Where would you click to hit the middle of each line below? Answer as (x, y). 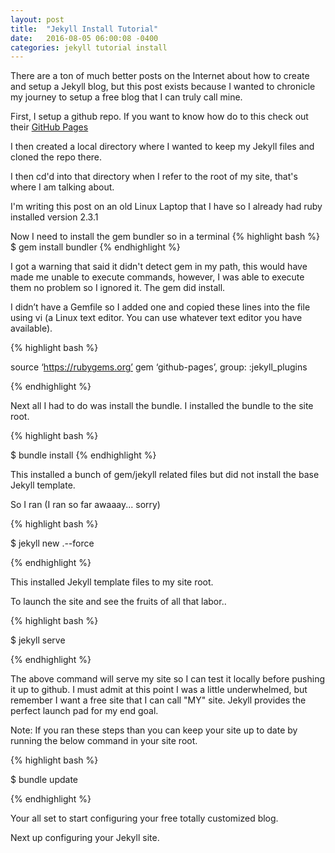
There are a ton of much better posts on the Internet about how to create (160, 76)
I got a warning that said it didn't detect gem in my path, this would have (159, 267)
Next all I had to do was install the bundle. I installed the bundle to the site (162, 406)
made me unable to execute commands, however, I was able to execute (157, 277)
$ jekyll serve (38, 640)
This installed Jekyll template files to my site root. (112, 582)
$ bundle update (44, 780)
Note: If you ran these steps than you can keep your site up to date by (154, 730)
